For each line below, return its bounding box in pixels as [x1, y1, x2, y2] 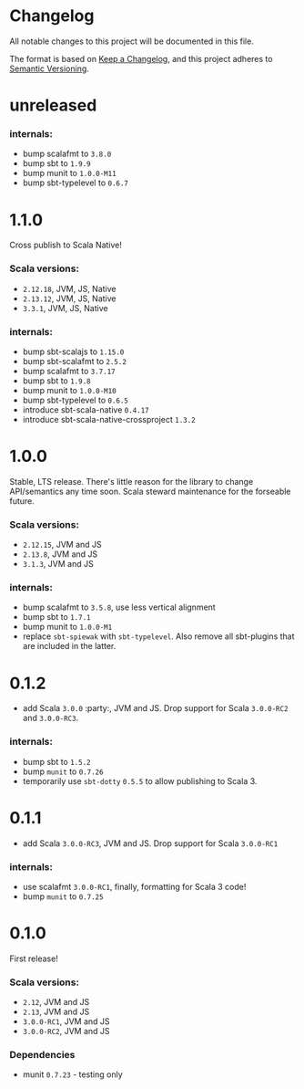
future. [9, 495, 35, 507]
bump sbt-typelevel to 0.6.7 [22, 177, 129, 188]
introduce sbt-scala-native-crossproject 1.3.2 [22, 414, 196, 424]
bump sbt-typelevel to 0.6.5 [22, 394, 129, 405]
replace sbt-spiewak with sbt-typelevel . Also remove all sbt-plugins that [22, 631, 295, 642]
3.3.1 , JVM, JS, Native [22, 302, 108, 313]
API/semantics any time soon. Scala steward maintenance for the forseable [9, 486, 291, 497]
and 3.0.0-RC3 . [22, 713, 79, 724]
